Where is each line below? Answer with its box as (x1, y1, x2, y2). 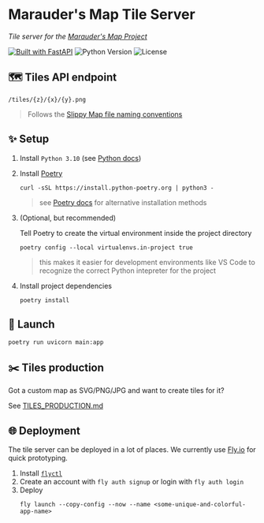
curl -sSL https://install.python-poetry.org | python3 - (19, 184, 214, 192)
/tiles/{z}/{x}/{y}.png (8, 95, 87, 103)
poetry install (19, 296, 70, 304)
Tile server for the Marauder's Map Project (8, 32, 147, 41)
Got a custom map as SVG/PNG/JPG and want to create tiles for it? (8, 386, 225, 395)
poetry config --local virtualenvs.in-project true (19, 243, 193, 252)
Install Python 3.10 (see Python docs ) (19, 153, 142, 163)
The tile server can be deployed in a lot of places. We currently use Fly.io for (8, 445, 256, 454)
